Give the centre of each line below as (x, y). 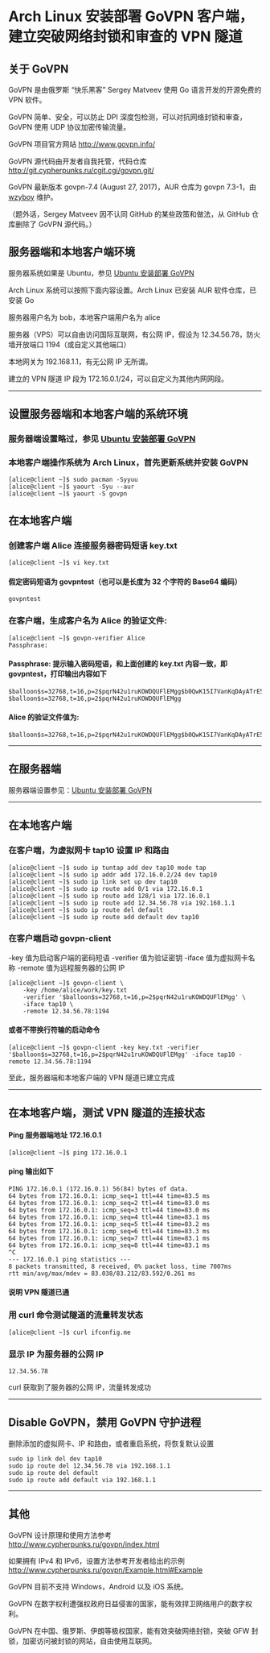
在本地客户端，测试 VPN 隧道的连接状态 (107, 1113)
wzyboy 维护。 (33, 197)
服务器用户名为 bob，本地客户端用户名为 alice (84, 317)
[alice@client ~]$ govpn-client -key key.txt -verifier (104, 1048)
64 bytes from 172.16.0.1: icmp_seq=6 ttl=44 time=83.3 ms (109, 1231)
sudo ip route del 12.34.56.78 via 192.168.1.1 (90, 1466)
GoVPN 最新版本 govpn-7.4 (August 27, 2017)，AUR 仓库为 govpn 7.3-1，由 (133, 187)
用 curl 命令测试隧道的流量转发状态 (76, 1315)
